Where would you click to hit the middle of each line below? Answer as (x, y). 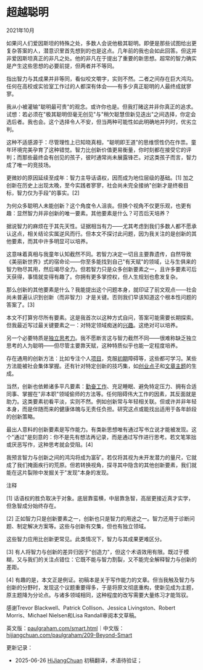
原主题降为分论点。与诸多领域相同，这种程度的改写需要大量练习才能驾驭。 (99, 595)
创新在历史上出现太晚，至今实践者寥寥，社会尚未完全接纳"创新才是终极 (95, 185)
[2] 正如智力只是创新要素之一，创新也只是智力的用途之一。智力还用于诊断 (98, 518)
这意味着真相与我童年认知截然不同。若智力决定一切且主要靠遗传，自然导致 (99, 254)
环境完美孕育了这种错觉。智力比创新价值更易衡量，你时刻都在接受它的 (98, 149)
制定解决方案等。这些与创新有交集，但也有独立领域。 (83, 526)
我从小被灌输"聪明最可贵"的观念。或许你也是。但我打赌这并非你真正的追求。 (101, 106)
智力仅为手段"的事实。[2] (48, 193)
